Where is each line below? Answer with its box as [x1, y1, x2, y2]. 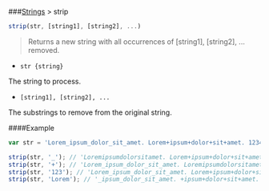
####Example [8, 123, 54, 132]
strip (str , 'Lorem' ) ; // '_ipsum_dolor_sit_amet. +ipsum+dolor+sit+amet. [8, 176, 260, 184]
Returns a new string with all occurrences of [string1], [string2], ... [27, 36, 246, 47]
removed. [27, 45, 60, 55]
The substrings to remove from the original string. [8, 108, 172, 117]
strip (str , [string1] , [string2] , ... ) [8, 22, 142, 30]
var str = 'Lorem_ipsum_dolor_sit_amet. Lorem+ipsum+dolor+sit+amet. [8, 138, 246, 147]
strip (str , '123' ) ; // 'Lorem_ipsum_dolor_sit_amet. [8, 168, 188, 176]
